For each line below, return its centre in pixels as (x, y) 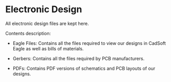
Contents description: (28, 33)
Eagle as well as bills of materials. (48, 48)
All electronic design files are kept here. (47, 23)
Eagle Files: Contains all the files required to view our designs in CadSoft (89, 43)
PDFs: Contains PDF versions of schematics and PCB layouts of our (84, 68)
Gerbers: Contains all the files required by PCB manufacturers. (79, 58)
